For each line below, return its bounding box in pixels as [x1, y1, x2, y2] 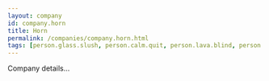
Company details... [7, 63, 70, 73]
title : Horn [7, 26, 48, 34]
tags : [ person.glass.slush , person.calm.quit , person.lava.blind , [7, 42, 236, 50]
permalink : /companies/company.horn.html [7, 34, 149, 43]
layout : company [7, 11, 62, 20]
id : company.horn [7, 19, 66, 27]
